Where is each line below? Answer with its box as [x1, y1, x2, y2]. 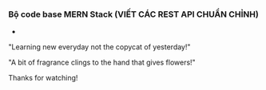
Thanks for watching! [8, 73, 78, 83]
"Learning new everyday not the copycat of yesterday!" [8, 42, 191, 52]
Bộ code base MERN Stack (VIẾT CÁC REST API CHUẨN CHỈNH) [8, 9, 260, 20]
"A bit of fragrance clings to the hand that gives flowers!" [8, 57, 196, 68]
